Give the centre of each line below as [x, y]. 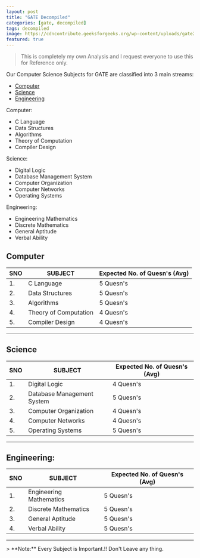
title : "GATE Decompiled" [38, 17]
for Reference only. [44, 63]
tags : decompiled [28, 28]
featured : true [25, 39]
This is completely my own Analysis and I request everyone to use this [107, 56]
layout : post [22, 12]
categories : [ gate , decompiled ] [46, 23]
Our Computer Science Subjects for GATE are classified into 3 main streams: [100, 74]
